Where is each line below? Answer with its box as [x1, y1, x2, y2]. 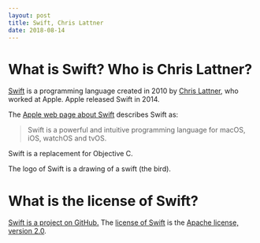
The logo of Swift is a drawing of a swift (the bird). [8, 164, 172, 174]
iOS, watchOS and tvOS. [27, 133, 107, 143]
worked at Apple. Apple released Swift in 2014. [8, 95, 160, 104]
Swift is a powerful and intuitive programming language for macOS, [27, 125, 246, 135]
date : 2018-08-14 [8, 26, 65, 34]
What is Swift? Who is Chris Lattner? [8, 60, 253, 78]
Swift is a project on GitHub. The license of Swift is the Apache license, [8, 218, 239, 227]
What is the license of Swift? [8, 192, 199, 210]
